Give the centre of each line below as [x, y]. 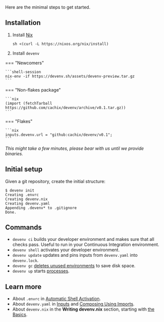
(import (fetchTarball [29, 103]
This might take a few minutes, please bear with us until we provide [75, 148]
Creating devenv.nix [27, 199]
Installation [23, 23]
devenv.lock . [25, 260]
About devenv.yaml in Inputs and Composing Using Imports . [73, 304]
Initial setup [24, 169]
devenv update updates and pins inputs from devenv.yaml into [75, 255]
